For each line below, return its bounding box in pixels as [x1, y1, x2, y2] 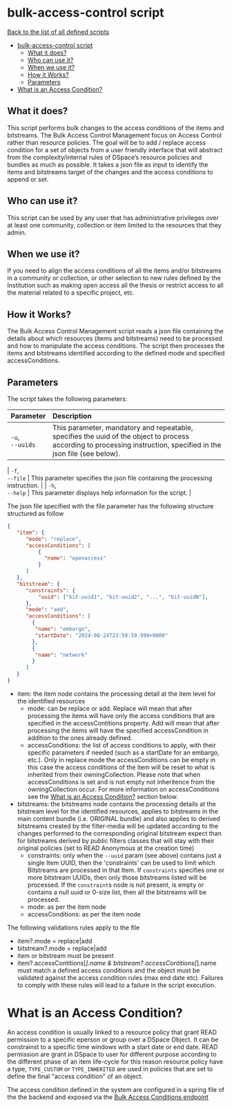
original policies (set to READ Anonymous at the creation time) [17, 844, 195, 852]
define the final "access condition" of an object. [7, 1072, 144, 1080]
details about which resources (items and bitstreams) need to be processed [7, 334, 222, 343]
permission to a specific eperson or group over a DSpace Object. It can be [7, 1035, 219, 1044]
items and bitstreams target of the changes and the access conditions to [7, 167, 213, 176]
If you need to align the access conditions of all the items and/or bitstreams [7, 266, 222, 275]
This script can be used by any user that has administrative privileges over [7, 213, 220, 222]
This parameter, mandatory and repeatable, [52, 423, 193, 432]
